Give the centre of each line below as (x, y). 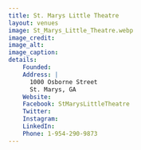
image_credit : (32, 38)
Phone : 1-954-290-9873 (60, 133)
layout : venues (33, 23)
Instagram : (41, 119)
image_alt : (26, 45)
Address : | (41, 75)
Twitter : (37, 112)
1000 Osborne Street (63, 82)
